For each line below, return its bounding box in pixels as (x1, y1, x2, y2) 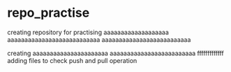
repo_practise (7, 5, 90, 21)
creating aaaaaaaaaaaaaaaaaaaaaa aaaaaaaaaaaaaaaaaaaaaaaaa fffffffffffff (7, 49, 225, 57)
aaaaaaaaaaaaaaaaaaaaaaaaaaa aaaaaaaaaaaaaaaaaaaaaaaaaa (7, 35, 191, 43)
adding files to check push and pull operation (7, 56, 137, 64)
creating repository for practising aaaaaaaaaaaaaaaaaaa (7, 28, 170, 36)
